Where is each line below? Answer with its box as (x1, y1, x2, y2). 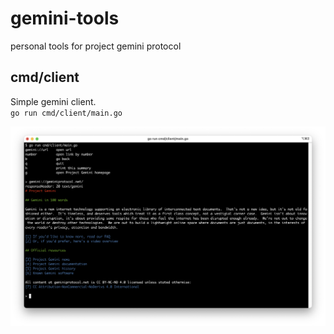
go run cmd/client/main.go (10, 108, 123, 118)
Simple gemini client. (10, 95, 97, 107)
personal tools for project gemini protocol (10, 40, 182, 52)
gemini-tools (10, 7, 120, 30)
